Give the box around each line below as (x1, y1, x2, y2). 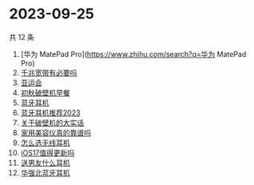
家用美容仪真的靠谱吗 (20, 127, 91, 137)
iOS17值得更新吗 (20, 147, 75, 157)
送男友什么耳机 (20, 158, 70, 167)
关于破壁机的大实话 (20, 118, 85, 127)
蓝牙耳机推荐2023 (20, 107, 81, 117)
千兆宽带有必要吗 (20, 67, 77, 77)
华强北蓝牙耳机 (20, 167, 70, 177)
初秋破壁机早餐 (20, 87, 70, 97)
